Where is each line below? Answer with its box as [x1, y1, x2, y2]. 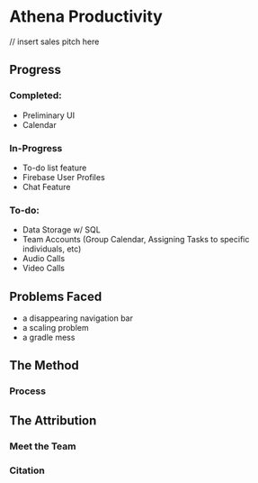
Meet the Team [9, 440, 76, 452]
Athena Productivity [9, 6, 164, 27]
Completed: [9, 89, 62, 102]
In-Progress [9, 141, 63, 154]
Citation [9, 464, 45, 477]
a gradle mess [22, 332, 76, 343]
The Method [9, 358, 79, 373]
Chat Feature [22, 181, 71, 192]
